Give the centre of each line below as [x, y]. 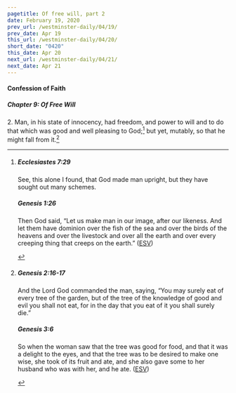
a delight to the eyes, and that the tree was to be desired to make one [118, 354]
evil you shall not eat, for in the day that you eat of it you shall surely [116, 305]
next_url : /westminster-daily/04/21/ [63, 60]
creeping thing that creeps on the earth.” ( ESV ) [85, 244]
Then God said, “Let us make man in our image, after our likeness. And [120, 221]
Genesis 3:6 [35, 329]
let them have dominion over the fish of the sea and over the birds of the [122, 228]
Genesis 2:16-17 [41, 273]
